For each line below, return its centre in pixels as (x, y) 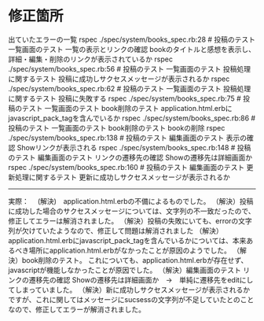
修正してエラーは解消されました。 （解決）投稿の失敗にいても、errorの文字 (130, 220)
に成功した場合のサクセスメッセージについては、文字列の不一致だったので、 (132, 211)
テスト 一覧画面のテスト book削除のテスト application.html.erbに (127, 108)
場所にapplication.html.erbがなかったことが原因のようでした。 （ (134, 250)
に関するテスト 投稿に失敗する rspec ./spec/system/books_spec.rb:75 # (125, 98)
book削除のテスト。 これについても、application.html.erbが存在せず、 (135, 260)
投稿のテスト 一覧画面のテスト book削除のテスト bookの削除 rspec (117, 127)
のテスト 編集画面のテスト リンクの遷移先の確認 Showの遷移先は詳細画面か (130, 157)
